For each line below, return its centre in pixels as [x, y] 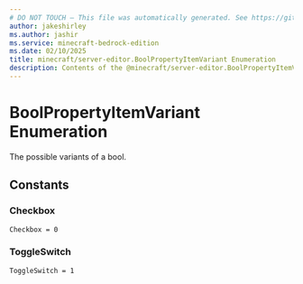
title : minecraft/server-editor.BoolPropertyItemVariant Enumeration [143, 60]
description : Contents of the [66, 69]
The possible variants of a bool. [68, 156]
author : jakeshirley [48, 26]
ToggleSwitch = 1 [42, 270]
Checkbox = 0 [34, 229]
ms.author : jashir [44, 34]
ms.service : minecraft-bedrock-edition [84, 43]
